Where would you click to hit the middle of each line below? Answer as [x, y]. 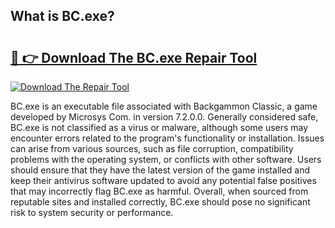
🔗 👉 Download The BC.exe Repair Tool [134, 57]
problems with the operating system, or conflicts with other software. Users [166, 159]
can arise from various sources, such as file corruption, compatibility [152, 148]
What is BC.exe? [62, 16]
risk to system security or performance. [92, 212]
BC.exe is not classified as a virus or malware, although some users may [159, 127]
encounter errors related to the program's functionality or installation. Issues [167, 138]
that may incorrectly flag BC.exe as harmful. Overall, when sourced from [159, 191]
